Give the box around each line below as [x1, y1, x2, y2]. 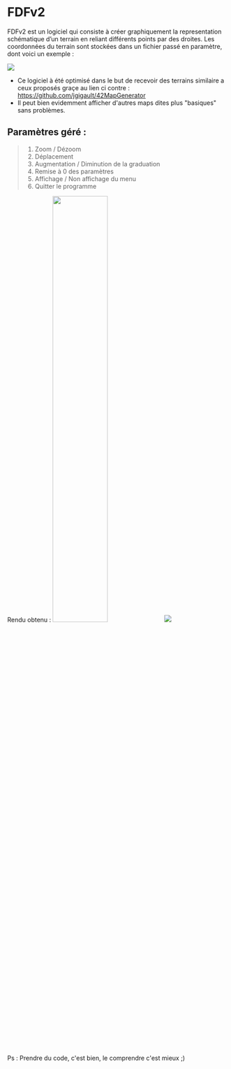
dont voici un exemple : [7, 50, 75, 58]
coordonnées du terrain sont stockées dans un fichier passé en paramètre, [7, 42, 223, 50]
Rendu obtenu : [7, 615, 52, 624]
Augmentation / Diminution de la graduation [34, 159, 161, 168]
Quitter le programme [34, 182, 97, 190]
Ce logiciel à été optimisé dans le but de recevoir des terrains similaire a [17, 76, 225, 85]
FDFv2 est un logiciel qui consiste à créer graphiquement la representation [7, 27, 222, 36]
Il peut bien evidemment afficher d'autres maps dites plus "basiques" [17, 99, 217, 107]
